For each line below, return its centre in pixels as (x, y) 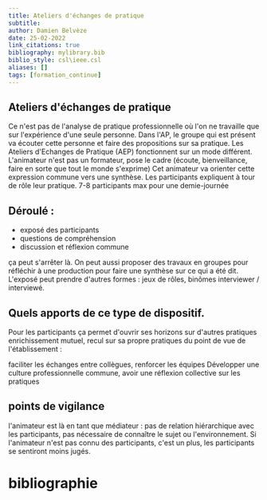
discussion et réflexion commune (74, 247)
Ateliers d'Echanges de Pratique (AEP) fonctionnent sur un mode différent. (130, 152)
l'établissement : (35, 349)
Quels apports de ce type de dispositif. (106, 313)
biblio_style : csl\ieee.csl (55, 61)
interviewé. (27, 288)
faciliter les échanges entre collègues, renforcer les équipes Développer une (134, 364)
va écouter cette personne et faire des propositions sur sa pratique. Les (126, 144)
